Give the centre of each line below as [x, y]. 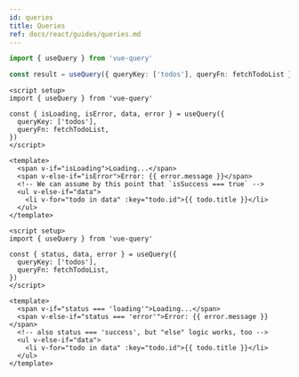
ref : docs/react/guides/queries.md [75, 34]
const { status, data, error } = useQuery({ [93, 255]
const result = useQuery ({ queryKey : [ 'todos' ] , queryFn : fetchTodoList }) [153, 75]
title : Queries [37, 26]
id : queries [31, 17]
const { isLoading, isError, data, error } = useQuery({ [117, 114]
